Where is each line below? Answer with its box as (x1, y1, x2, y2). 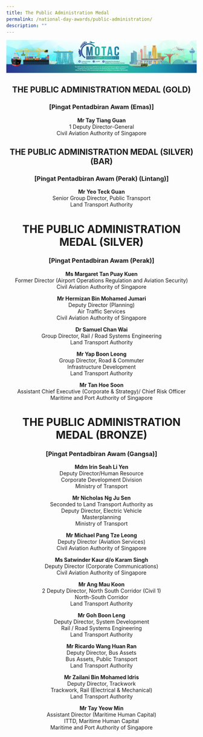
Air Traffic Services (77, 307, 126, 315)
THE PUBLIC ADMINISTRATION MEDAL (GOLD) (11, 85, 192, 95)
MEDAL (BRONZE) (55, 428, 148, 442)
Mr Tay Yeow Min (79, 704, 124, 712)
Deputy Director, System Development (53, 618, 150, 625)
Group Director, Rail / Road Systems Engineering (41, 332, 162, 340)
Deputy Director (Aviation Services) (57, 538, 146, 546)
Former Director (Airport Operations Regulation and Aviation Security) (14, 277, 188, 284)
